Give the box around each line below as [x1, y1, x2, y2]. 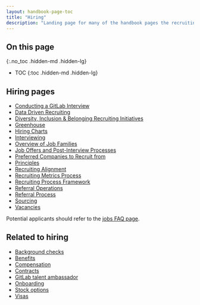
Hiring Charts [14, 127, 48, 135]
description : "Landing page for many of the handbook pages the [6, 20, 169, 26]
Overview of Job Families [14, 141, 77, 147]
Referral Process [14, 191, 56, 198]
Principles [14, 159, 40, 166]
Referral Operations [14, 185, 64, 191]
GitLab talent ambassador [14, 273, 79, 281]
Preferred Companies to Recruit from [14, 153, 106, 160]
